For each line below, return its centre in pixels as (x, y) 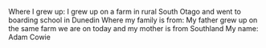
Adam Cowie (29, 37)
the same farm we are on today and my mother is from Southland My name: (133, 28)
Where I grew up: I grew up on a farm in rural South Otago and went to (125, 12)
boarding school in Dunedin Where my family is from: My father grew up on (133, 20)
